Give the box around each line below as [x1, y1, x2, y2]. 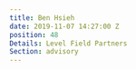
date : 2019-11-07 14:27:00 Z [9, 22, 120, 31]
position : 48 [9, 30, 59, 39]
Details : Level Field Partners [9, 38, 128, 48]
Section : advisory [9, 47, 79, 56]
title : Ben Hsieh [9, 13, 75, 23]
